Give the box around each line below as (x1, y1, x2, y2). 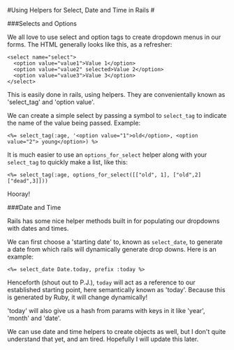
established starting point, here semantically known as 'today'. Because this (7, 286, 226, 294)
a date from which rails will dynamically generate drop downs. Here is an (7, 245, 217, 253)
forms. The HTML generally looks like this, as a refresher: (7, 40, 173, 48)
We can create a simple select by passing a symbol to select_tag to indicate (7, 112, 227, 119)
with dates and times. (7, 225, 69, 232)
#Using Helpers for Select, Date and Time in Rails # (7, 6, 155, 14)
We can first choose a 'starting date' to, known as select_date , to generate (7, 238, 223, 246)
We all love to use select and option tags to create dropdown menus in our (7, 33, 221, 41)
